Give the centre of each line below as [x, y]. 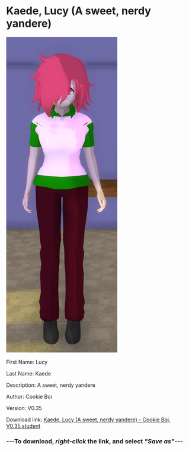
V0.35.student [23, 425]
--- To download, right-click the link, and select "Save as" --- [95, 441]
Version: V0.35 [24, 408]
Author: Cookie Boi [29, 396]
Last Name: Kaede [29, 373]
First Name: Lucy [27, 362]
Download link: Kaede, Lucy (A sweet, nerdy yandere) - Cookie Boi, [88, 420]
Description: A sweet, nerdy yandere [51, 385]
